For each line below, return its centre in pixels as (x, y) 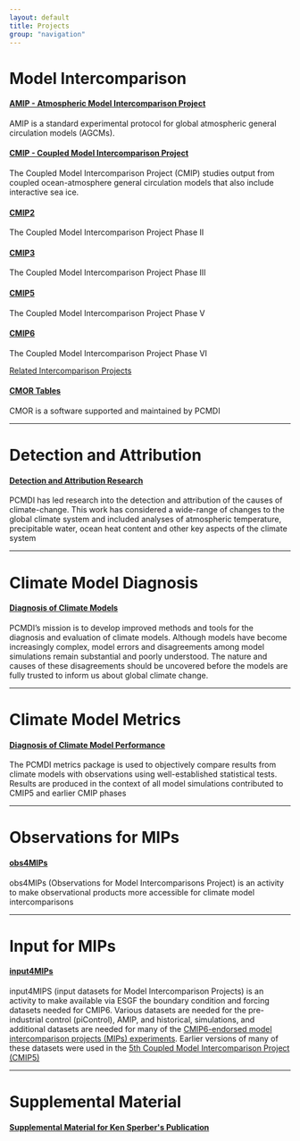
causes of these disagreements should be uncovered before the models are (149, 665)
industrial (26, 1020)
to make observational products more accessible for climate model (132, 892)
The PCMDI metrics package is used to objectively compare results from (143, 765)
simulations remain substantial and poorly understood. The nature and (138, 656)
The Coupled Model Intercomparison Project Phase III (108, 272)
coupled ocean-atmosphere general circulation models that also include (142, 182)
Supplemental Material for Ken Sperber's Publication (109, 1127)
